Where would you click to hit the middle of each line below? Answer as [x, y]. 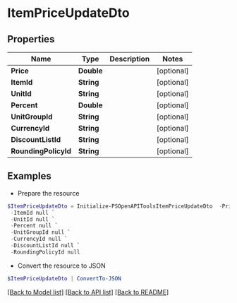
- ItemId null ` [32, 213]
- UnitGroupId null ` [41, 232]
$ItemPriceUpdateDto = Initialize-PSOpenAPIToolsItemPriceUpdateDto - [115, 206]
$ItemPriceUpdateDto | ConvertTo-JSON [64, 278]
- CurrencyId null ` [39, 239]
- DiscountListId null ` [45, 246]
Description [129, 59]
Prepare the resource [48, 193]
